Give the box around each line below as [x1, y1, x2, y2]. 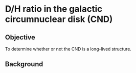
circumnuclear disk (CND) [5, 14, 113, 25]
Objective [5, 33, 36, 41]
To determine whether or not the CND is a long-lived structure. [5, 46, 132, 52]
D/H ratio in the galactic [5, 3, 103, 15]
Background [5, 60, 43, 69]
